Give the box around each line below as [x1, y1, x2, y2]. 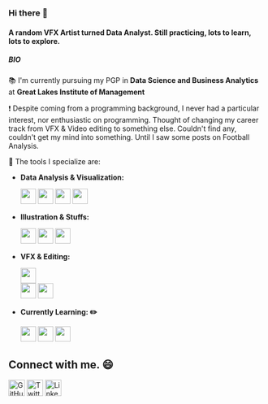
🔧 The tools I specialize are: [8, 157, 102, 167]
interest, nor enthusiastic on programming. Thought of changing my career [8, 115, 259, 125]
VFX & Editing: [19, 252, 71, 262]
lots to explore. [8, 36, 61, 46]
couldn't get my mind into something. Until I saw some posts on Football [8, 132, 250, 142]
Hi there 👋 [8, 7, 49, 19]
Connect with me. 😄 [8, 358, 114, 371]
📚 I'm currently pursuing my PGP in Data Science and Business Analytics [8, 76, 259, 85]
